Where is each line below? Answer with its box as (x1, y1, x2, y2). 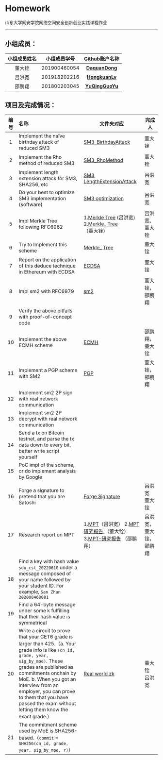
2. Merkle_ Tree (83, 220, 118, 227)
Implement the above (18, 336, 67, 342)
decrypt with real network (18, 415, 78, 422)
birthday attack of (18, 138, 59, 145)
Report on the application (18, 256, 77, 263)
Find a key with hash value (18, 558, 79, 565)
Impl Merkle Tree (18, 217, 57, 224)
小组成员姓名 (7, 55, 37, 62)
